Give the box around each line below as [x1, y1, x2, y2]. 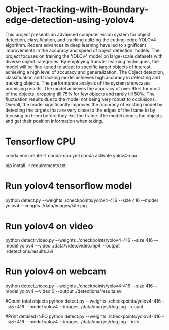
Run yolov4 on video [5, 221, 94, 232]
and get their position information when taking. [5, 118, 103, 124]
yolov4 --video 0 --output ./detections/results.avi [19, 288, 123, 294]
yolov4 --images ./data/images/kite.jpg [5, 202, 87, 208]
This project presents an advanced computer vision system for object [5, 31, 151, 37]
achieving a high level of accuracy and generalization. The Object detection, [5, 69, 165, 75]
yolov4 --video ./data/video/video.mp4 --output [19, 242, 120, 249]
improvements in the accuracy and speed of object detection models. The [5, 47, 160, 53]
